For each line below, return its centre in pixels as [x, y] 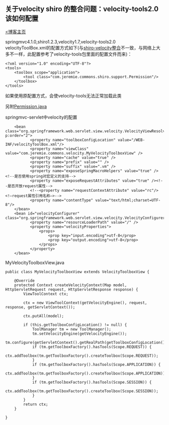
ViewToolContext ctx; [46, 294]
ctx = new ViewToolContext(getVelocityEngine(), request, [85, 303]
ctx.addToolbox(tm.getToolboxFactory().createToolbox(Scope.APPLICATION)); [86, 373]
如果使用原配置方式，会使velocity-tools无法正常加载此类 [63, 95]
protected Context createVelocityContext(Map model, [71, 285]
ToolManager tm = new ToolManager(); [72, 329]
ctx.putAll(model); [44, 316]
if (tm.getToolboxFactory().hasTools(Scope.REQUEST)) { [92, 347]
